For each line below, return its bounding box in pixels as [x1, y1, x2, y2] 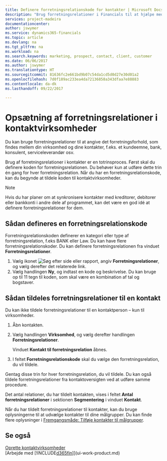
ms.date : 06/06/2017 [5, 58, 48, 63]
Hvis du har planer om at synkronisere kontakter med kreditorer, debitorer [5, 194, 156, 200]
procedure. [5, 382, 28, 388]
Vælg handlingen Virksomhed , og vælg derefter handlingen [12, 332, 135, 338]
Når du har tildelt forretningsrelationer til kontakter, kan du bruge [5, 407, 138, 413]
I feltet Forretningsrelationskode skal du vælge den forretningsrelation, [12, 356, 160, 362]
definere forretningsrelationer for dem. [5, 205, 84, 211]
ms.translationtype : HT [5, 68, 55, 73]
